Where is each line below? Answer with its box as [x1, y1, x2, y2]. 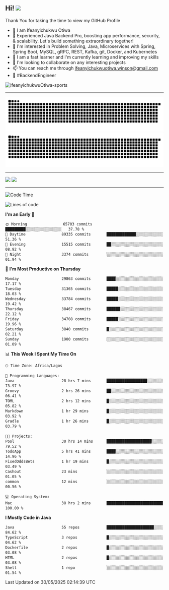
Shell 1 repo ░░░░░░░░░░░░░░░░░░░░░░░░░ [5, 565, 163, 570]
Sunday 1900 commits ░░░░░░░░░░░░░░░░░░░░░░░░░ [5, 337, 163, 342]
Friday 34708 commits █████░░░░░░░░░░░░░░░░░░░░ [5, 317, 163, 322]
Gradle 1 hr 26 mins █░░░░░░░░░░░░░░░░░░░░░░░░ [5, 419, 163, 424]
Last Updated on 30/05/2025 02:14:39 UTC [5, 579, 96, 585]
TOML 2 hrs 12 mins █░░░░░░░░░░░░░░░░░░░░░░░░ [5, 398, 163, 404]
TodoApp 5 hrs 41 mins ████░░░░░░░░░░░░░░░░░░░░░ [5, 449, 163, 454]
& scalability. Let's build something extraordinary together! [12, 38, 134, 44]
